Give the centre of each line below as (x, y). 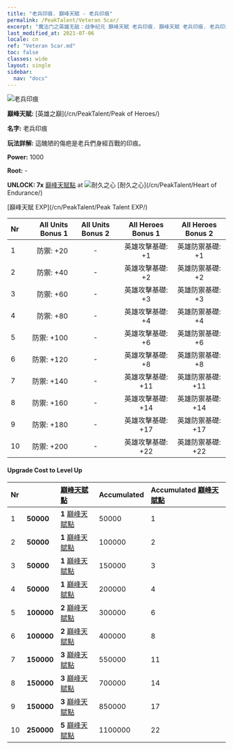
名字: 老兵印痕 (27, 129)
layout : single (29, 65)
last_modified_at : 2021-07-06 (51, 33)
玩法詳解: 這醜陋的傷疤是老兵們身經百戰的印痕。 (76, 143)
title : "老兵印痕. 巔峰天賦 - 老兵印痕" (60, 14)
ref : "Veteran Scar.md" (42, 46)
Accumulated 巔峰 (181, 490)
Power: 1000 (25, 157)
